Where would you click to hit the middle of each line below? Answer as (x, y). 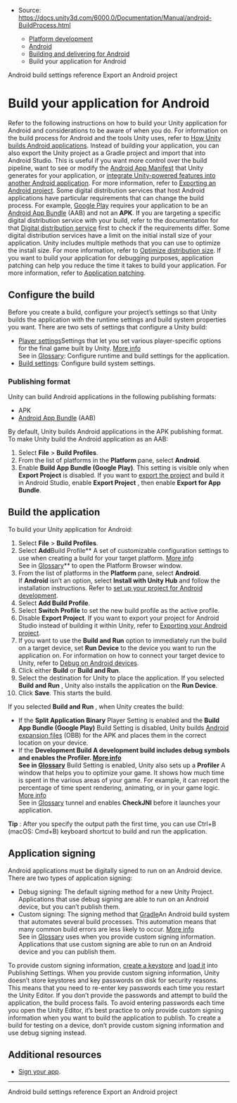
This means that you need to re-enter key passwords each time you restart (116, 987)
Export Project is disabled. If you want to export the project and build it (121, 475)
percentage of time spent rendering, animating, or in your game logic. (119, 787)
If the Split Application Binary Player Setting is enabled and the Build (119, 720)
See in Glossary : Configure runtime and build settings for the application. (124, 355)
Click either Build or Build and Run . (69, 670)
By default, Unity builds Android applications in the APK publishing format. (116, 432)
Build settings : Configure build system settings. (87, 363)
